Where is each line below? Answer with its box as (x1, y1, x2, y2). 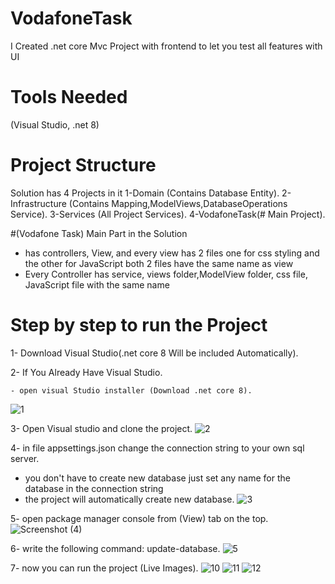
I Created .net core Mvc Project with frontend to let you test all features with (10, 40, 323, 52)
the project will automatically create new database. (24, 493, 235, 505)
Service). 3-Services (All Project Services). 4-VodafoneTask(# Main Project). (10, 208, 326, 220)
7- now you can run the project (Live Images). (10, 562, 199, 574)
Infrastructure (10, 197, 67, 209)
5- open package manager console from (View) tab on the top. (10, 512, 269, 524)
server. (10, 452, 40, 464)
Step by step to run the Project (10, 314, 268, 336)
